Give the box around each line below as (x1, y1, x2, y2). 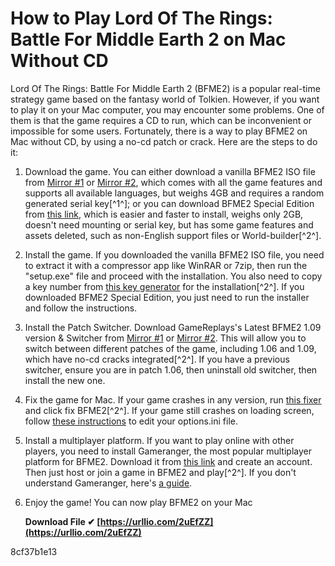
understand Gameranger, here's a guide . (24, 477, 193, 489)
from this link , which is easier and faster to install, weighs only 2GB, (24, 208, 304, 220)
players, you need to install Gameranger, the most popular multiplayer (24, 445, 312, 457)
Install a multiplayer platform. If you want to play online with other (24, 434, 295, 446)
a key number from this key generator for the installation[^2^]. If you (24, 280, 305, 292)
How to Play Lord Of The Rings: (10, 7, 273, 30)
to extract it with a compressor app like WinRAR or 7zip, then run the (24, 259, 308, 271)
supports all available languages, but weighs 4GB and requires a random (24, 187, 325, 199)
